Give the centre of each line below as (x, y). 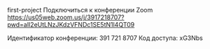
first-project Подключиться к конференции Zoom (80, 10)
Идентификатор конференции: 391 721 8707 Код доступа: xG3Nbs (105, 38)
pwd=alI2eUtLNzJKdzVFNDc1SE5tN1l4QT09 (71, 24)
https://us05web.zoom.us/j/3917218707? (66, 17)
